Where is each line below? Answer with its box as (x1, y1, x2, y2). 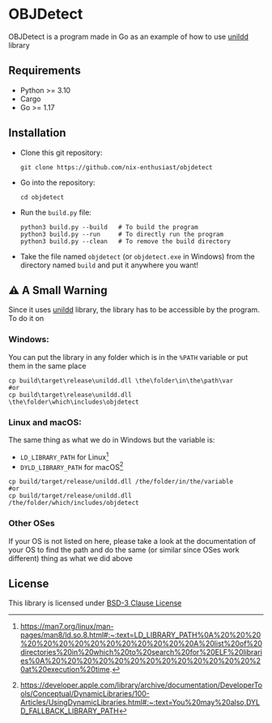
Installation (8, 126, 66, 140)
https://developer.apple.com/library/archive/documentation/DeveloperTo (19, 680, 263, 690)
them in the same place (8, 361, 87, 370)
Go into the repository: (19, 178, 96, 187)
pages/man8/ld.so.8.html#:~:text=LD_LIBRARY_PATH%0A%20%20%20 (19, 630, 261, 640)
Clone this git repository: (19, 148, 103, 157)
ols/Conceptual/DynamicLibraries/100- (19, 689, 150, 699)
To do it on (8, 314, 45, 323)
